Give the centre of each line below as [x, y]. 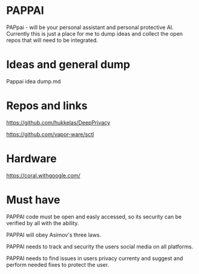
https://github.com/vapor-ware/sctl [50, 134]
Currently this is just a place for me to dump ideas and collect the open [95, 33]
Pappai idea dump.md [34, 81]
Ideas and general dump [68, 65]
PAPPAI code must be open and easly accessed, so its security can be [94, 217]
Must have [33, 200]
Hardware [31, 158]
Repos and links [47, 106]
